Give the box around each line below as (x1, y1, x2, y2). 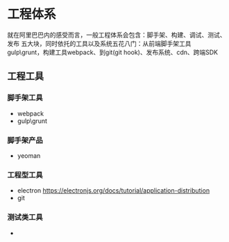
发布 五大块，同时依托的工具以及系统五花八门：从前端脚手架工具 (7, 39, 192, 47)
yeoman (17, 151, 41, 160)
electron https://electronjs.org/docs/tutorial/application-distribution (17, 186, 210, 195)
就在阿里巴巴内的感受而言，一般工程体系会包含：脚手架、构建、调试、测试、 (7, 31, 226, 39)
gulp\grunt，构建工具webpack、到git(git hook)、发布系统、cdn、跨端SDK (7, 48, 219, 56)
